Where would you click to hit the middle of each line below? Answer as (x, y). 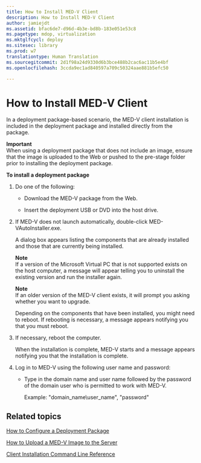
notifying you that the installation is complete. (72, 356)
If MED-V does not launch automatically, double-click (81, 222)
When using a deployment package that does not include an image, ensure (100, 151)
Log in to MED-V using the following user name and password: (93, 368)
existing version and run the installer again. (69, 277)
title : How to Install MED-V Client (52, 12)
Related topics (34, 416)
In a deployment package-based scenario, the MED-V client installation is (97, 120)
